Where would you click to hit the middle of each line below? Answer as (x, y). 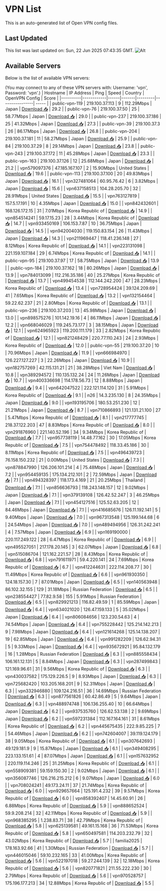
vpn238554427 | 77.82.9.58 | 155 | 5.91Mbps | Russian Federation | (74, 596)
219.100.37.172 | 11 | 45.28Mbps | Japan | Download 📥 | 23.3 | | (91, 153)
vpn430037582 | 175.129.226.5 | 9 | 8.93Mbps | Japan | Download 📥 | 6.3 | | (83, 676)
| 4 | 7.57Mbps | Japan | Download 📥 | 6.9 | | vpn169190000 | (68, 532)
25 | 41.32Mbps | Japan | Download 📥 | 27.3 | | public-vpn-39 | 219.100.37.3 (83, 124)
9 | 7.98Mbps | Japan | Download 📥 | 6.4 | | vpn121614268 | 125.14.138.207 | (83, 631)
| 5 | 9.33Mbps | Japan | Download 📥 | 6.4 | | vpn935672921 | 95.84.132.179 (83, 646)
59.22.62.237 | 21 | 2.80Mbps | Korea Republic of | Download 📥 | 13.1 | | (79, 303)
